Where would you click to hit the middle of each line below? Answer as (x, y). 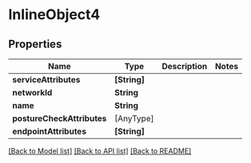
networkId (32, 93)
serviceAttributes (46, 80)
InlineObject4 (54, 15)
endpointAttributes (49, 131)
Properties (35, 44)
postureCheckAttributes (60, 118)
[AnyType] (134, 118)
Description (185, 66)
